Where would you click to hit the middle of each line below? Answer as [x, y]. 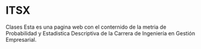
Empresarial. [21, 39]
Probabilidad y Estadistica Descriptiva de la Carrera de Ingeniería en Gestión [100, 33]
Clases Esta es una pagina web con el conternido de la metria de [86, 27]
